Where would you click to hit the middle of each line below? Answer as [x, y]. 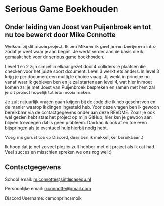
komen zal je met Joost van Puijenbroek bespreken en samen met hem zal [80, 87]
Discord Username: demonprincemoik [44, 198]
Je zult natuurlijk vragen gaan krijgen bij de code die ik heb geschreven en [80, 102]
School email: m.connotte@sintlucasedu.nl [48, 179]
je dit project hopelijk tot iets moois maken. [48, 92]
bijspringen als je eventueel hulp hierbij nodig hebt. [57, 128]
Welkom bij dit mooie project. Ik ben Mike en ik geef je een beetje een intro [80, 46]
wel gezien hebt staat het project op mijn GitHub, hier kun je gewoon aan [78, 117]
